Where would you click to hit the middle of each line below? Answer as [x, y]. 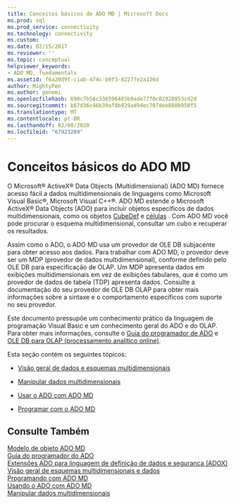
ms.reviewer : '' [31, 54]
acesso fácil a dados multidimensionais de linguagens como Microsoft [109, 194]
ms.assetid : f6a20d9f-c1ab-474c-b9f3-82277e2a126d [83, 79]
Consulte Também [49, 431]
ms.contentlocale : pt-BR [44, 118]
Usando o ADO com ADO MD [50, 486]
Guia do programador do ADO [51, 456]
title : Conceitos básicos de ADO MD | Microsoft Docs [88, 14]
